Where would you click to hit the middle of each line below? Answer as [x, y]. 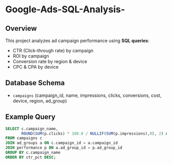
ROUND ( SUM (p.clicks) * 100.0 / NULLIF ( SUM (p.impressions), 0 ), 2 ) [92, 133]
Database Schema [35, 83]
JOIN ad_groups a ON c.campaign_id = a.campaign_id [61, 143]
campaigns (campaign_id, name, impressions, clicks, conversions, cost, [87, 95]
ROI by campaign [31, 56]
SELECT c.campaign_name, [32, 129]
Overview [21, 28]
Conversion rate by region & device [50, 61]
